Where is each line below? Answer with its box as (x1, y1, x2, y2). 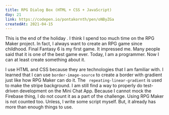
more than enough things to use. (5, 104, 73, 110)
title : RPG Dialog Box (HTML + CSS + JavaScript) (5, 7, 112, 13)
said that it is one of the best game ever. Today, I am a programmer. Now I (5, 51, 159, 57)
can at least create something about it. (5, 56, 86, 63)
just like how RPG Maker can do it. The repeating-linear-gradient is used (5, 77, 162, 83)
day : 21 (5, 12, 22, 17)
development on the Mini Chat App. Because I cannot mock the (19, 88, 152, 94)
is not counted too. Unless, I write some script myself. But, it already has (5, 99, 156, 105)
